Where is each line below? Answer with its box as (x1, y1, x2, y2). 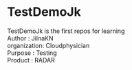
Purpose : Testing (7, 49, 57, 57)
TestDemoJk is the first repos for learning (7, 27, 125, 35)
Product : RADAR (7, 56, 55, 64)
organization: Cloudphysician (7, 41, 90, 49)
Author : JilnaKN (7, 34, 54, 42)
